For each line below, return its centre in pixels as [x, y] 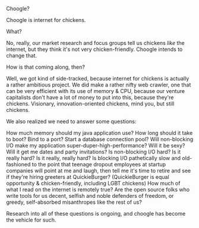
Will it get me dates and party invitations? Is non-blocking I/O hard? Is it [94, 152]
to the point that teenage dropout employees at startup [99, 164]
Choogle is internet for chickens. [46, 20]
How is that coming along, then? [45, 67]
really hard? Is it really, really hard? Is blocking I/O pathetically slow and [94, 158]
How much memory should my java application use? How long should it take [99, 133]
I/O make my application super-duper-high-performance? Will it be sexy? [96, 145]
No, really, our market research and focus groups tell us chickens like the [96, 43]
